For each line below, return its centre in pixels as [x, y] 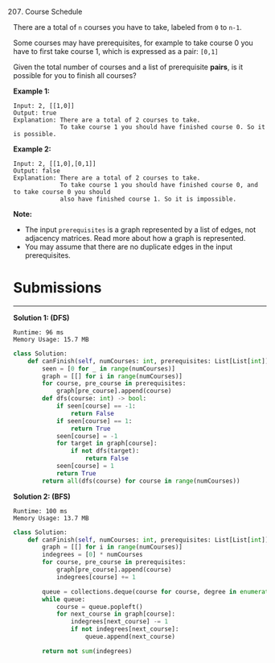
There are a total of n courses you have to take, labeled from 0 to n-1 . [127, 27]
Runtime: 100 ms [40, 511]
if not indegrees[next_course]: [125, 629]
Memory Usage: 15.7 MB [51, 339]
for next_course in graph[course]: [116, 614]
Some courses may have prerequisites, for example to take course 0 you [133, 43]
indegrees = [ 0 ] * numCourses [92, 555]
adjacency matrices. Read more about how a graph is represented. [135, 238]
